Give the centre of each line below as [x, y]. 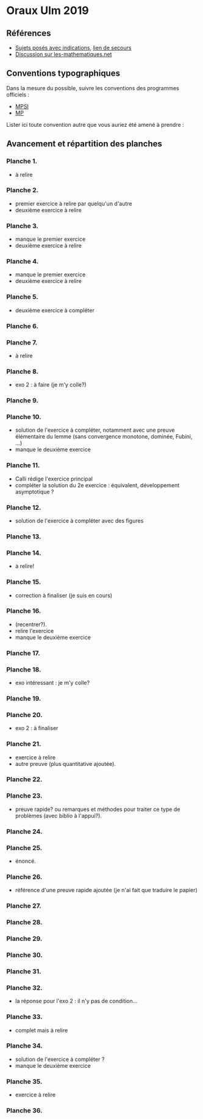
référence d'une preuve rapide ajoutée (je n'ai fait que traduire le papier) [106, 890]
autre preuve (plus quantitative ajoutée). [65, 763]
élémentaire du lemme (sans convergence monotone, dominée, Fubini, [104, 437]
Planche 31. [24, 971]
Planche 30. [24, 955]
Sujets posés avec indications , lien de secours [73, 48]
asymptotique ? [34, 492]
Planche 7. [22, 342]
